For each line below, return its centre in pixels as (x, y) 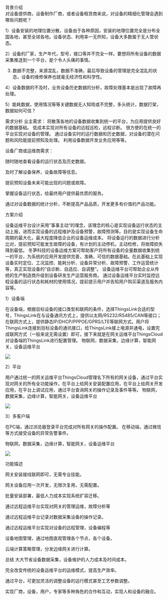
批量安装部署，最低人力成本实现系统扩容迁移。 (53, 496)
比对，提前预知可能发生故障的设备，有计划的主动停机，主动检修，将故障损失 (84, 244)
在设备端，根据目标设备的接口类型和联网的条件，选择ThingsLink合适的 (78, 309)
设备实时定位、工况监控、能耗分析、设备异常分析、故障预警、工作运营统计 (82, 263)
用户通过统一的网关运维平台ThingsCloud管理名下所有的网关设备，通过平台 (82, 377)
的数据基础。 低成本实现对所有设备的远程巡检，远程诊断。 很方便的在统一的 (83, 127)
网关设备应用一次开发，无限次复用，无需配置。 (53, 485)
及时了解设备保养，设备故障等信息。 (42, 172)
